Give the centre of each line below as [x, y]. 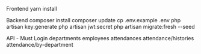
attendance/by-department [40, 45]
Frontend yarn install [32, 9]
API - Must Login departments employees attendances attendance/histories [100, 38]
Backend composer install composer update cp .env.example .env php [94, 20]
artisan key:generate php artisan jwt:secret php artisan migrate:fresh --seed [100, 27]
